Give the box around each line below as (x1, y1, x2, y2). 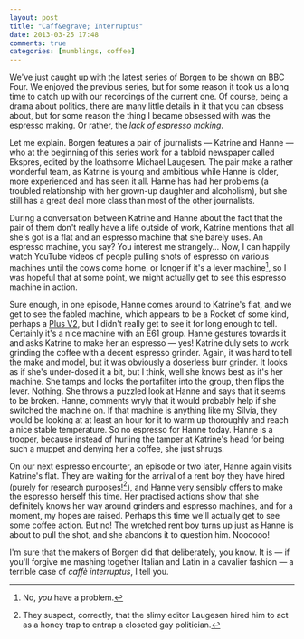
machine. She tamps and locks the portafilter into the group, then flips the (9, 376, 285, 386)
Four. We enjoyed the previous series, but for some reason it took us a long (9, 81, 290, 92)
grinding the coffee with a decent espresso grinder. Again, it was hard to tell (9, 347, 292, 358)
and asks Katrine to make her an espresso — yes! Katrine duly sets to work (9, 337, 290, 348)
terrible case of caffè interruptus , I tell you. (9, 567, 169, 577)
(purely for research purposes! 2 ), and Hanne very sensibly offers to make (9, 480, 283, 492)
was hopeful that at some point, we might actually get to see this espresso (9, 272, 287, 282)
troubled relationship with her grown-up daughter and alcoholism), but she (9, 186, 288, 196)
